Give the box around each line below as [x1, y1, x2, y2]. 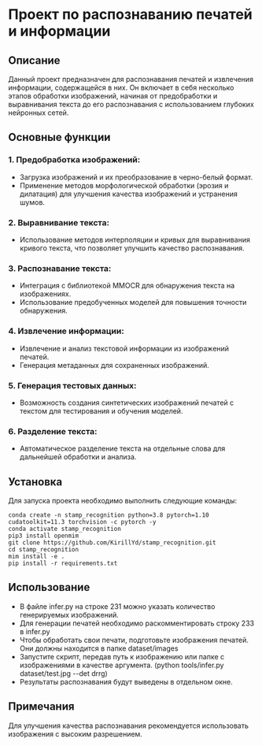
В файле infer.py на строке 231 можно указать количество [19, 601, 216, 611]
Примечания [8, 700, 75, 714]
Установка [8, 475, 63, 488]
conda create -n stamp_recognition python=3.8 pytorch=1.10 [8, 510, 210, 519]
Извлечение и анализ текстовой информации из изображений [19, 343, 230, 353]
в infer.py [19, 626, 50, 636]
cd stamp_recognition [8, 545, 79, 553]
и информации [8, 22, 111, 40]
